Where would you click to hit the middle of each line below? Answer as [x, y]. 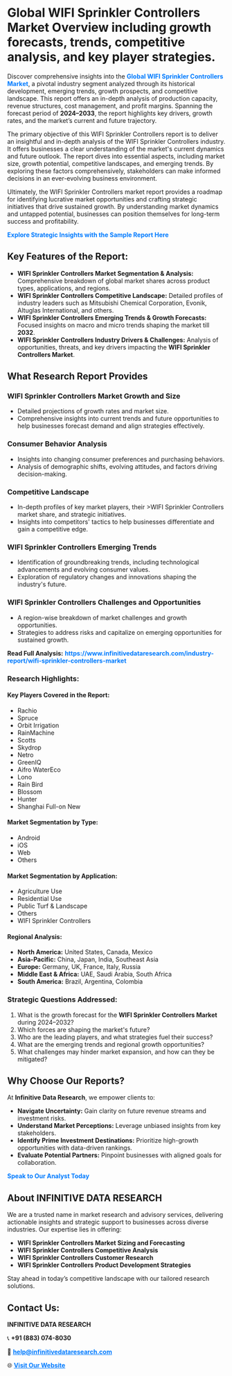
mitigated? [32, 1059]
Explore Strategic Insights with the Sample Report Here [88, 235]
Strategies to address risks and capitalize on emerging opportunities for [119, 632]
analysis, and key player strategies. [111, 57]
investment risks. [42, 1118]
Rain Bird [30, 784]
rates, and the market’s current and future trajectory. [82, 120]
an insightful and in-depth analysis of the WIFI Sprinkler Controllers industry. [116, 141]
